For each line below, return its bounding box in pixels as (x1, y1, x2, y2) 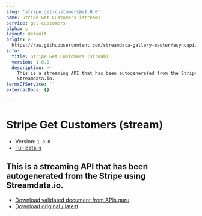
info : (6, 48, 20, 54)
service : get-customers (6, 20, 66, 26)
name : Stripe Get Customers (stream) (6, 14, 101, 20)
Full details (14, 144, 42, 151)
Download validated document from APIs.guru (14, 196, 130, 203)
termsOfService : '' (6, 82, 55, 88)
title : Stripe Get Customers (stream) (11, 53, 109, 59)
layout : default (6, 31, 47, 37)
